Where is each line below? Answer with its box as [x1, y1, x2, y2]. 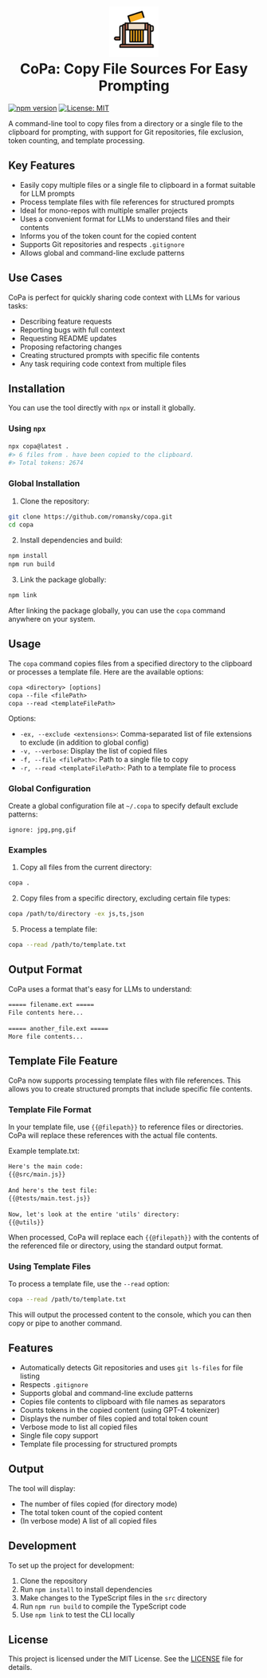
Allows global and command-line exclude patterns [19, 248, 185, 257]
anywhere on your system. [8, 614, 96, 623]
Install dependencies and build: [19, 535, 123, 545]
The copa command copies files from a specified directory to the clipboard [8, 658, 253, 668]
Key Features [8, 159, 76, 173]
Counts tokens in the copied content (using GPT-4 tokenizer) [19, 1405, 221, 1414]
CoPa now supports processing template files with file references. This [8, 1076, 241, 1085]
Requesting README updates [19, 333, 117, 343]
